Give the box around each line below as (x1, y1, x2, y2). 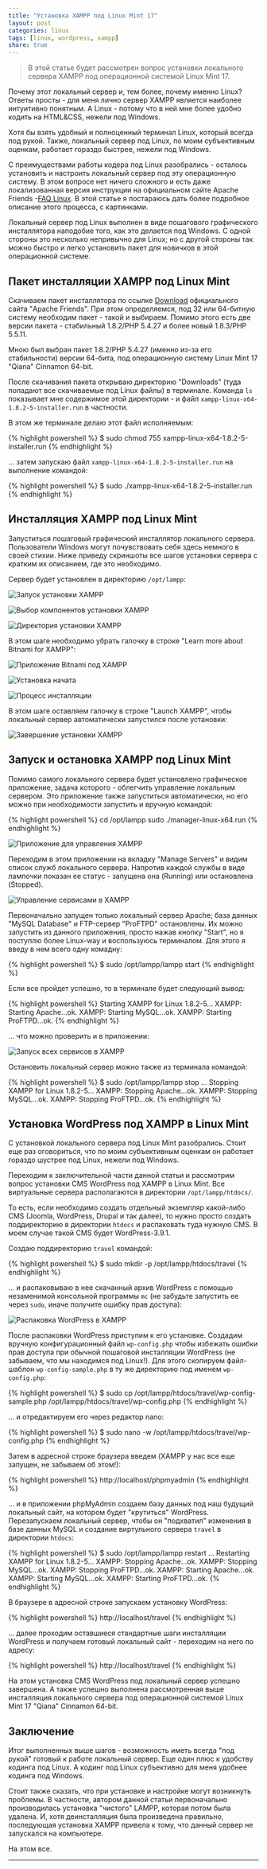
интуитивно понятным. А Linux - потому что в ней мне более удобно (8, 104, 242, 114)
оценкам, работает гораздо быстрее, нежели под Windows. (8, 145, 211, 154)
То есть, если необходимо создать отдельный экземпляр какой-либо (8, 1203, 246, 1213)
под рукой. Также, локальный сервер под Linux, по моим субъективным (8, 136, 255, 146)
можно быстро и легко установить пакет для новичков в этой (8, 243, 219, 253)
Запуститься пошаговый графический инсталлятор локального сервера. (8, 534, 256, 543)
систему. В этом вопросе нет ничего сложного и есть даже (8, 177, 211, 187)
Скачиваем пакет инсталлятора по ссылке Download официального (8, 295, 238, 305)
